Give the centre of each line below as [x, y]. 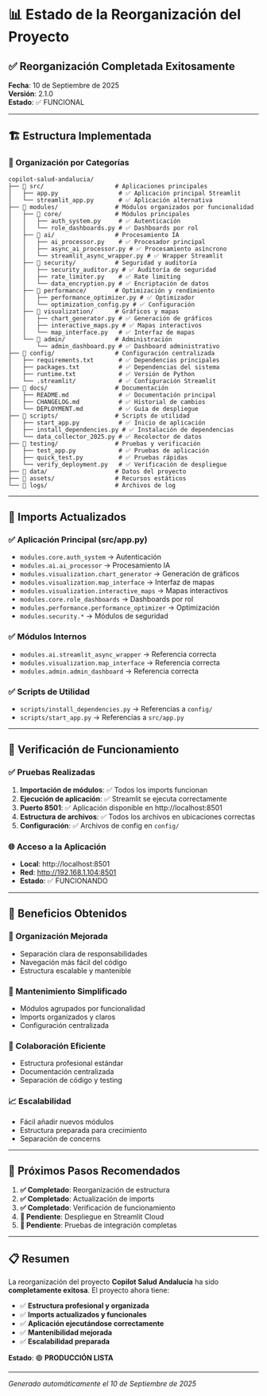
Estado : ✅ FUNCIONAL [46, 102]
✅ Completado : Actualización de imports [87, 1199]
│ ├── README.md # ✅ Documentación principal [112, 395]
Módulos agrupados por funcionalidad [82, 1008]
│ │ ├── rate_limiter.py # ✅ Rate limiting [95, 277]
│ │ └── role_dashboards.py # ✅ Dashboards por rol [103, 228]
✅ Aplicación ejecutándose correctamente [92, 1324]
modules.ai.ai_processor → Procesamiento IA [95, 565]
